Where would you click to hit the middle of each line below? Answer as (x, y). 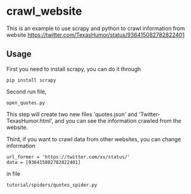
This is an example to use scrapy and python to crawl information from (96, 28)
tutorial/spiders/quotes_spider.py (52, 185)
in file (13, 174)
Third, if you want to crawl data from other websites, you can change (94, 139)
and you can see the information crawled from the (118, 120)
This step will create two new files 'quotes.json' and (72, 114)
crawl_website (44, 11)
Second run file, (27, 91)
